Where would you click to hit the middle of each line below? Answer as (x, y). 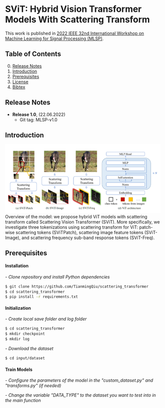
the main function (23, 401)
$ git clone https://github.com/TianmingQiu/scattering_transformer (77, 286)
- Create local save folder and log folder (46, 319)
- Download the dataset (29, 349)
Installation (17, 266)
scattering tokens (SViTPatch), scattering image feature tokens (80, 233)
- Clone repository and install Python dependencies (57, 277)
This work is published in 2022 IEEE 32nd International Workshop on (75, 33)
